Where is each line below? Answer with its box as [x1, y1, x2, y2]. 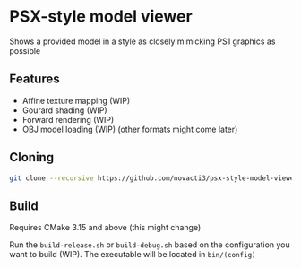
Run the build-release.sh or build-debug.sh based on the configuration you [9, 239, 291, 250]
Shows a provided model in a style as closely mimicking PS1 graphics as [9, 36, 276, 47]
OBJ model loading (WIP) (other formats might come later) [21, 124, 238, 134]
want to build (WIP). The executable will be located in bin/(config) [9, 249, 256, 260]
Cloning [9, 150, 55, 165]
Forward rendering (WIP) [21, 114, 115, 125]
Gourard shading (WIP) [21, 105, 107, 116]
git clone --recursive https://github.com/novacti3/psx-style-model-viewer [9, 173, 298, 183]
